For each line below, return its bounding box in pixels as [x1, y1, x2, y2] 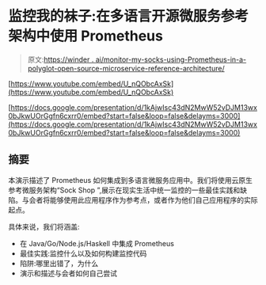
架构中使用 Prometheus [8, 27, 164, 45]
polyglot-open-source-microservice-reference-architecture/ [27, 63, 225, 73]
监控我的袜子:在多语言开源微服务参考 [8, 7, 249, 25]
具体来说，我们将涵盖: [8, 222, 81, 231]
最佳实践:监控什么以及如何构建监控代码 [19, 249, 147, 258]
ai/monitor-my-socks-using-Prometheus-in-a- [95, 55, 247, 64]
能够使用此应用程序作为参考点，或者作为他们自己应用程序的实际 [49, 195, 258, 204]
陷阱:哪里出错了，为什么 [19, 258, 99, 268]
